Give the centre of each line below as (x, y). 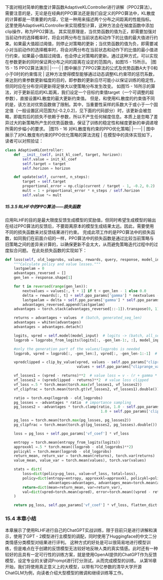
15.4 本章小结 (21, 519)
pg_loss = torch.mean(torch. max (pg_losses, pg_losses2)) (73, 420)
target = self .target (44, 181)
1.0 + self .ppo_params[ (125, 412)
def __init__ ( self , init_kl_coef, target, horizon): (68, 155)
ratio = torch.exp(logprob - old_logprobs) (58, 398)
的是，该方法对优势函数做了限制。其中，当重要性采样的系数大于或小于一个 (79, 104)
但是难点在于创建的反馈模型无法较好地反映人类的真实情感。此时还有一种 (86, 548)
